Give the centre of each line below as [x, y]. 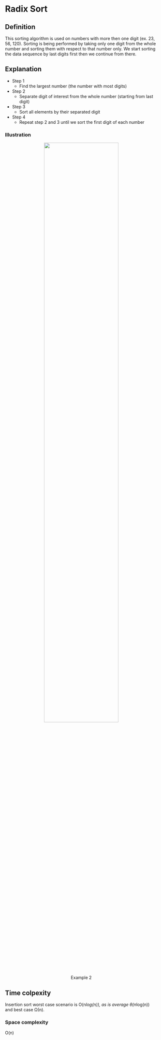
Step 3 [19, 107]
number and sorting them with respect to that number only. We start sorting [80, 49]
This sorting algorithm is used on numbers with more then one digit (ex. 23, [80, 38]
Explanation [23, 69]
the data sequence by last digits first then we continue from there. [71, 54]
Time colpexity [28, 993]
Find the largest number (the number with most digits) [73, 86]
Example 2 [81, 978]
